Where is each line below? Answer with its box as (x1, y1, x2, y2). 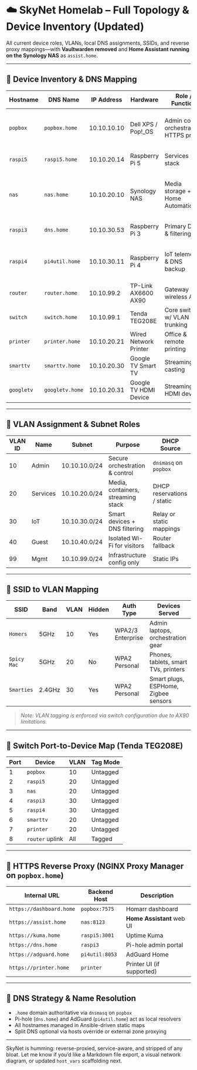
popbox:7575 (81, 906, 114, 912)
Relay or (152, 510, 176, 518)
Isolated (108, 534, 131, 542)
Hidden (88, 605, 110, 614)
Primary (164, 222, 186, 230)
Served (158, 609, 179, 617)
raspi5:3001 (81, 932, 114, 938)
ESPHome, (149, 682, 179, 691)
